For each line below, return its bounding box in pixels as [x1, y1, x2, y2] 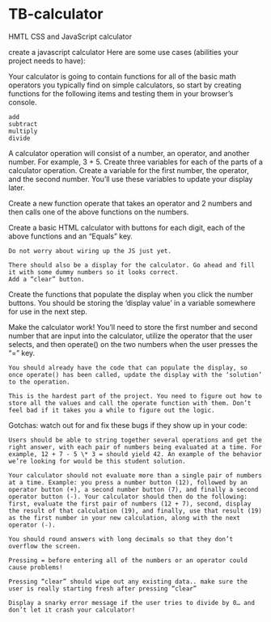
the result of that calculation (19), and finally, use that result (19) [8, 506, 263, 514]
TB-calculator [8, 5, 104, 23]
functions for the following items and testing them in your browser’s [8, 88, 234, 98]
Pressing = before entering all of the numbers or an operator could [8, 556, 248, 565]
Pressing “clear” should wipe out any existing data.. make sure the [8, 578, 248, 586]
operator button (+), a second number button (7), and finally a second [8, 485, 259, 493]
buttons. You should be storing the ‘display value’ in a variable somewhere [8, 298, 256, 307]
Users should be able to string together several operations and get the [8, 436, 263, 444]
